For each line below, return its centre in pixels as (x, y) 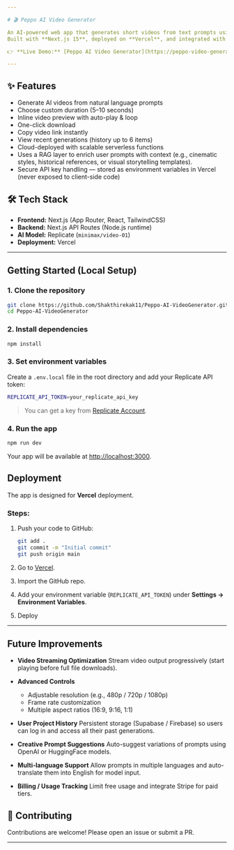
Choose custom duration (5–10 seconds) (76, 110)
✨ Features (32, 85)
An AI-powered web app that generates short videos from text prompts (112, 32)
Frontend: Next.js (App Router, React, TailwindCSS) (91, 220)
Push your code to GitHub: (55, 528)
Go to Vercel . (36, 567)
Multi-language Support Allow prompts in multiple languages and (112, 766)
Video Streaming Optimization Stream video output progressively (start (121, 661)
